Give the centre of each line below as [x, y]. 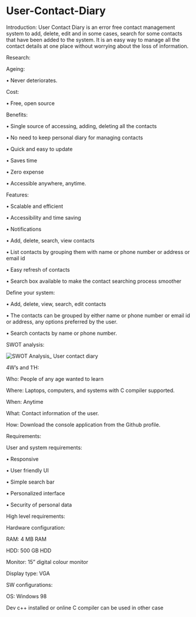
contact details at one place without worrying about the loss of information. [97, 46]
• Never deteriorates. [32, 80]
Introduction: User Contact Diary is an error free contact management [91, 27]
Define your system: [31, 292]
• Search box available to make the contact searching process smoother [94, 281]
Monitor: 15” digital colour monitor [47, 561]
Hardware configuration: [36, 527]
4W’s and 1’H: [23, 367]
